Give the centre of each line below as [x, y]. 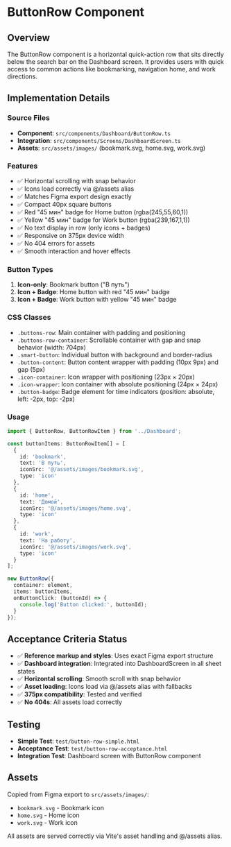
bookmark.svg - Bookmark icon [60, 807]
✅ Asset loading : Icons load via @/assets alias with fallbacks [104, 687]
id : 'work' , [37, 534]
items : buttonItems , [43, 592]
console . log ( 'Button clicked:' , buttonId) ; [84, 604]
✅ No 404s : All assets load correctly [70, 702]
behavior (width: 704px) [52, 347]
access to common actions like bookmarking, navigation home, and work [112, 69]
